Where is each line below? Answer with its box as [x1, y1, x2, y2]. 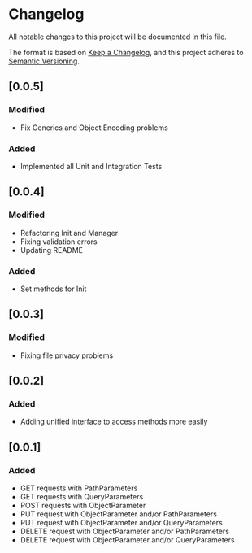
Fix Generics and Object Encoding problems [20, 123, 168, 133]
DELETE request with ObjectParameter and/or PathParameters [20, 526, 230, 536]
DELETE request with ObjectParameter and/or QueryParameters [20, 534, 235, 545]
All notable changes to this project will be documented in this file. [8, 32, 228, 41]
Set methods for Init [20, 284, 87, 294]
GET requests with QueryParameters [20, 491, 144, 501]
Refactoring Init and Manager [20, 228, 119, 237]
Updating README [20, 245, 84, 255]
